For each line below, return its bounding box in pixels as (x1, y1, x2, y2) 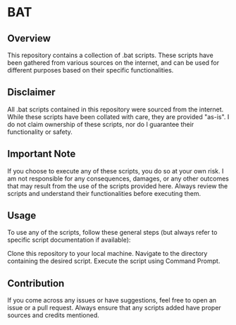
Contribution (7, 277, 65, 289)
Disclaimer (7, 86, 56, 99)
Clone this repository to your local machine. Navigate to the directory (7, 250, 208, 258)
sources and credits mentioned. (7, 311, 100, 319)
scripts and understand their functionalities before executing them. (7, 189, 201, 197)
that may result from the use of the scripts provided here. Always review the (7, 181, 228, 190)
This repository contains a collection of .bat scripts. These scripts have (7, 51, 213, 59)
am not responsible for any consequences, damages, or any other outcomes (7, 174, 229, 183)
